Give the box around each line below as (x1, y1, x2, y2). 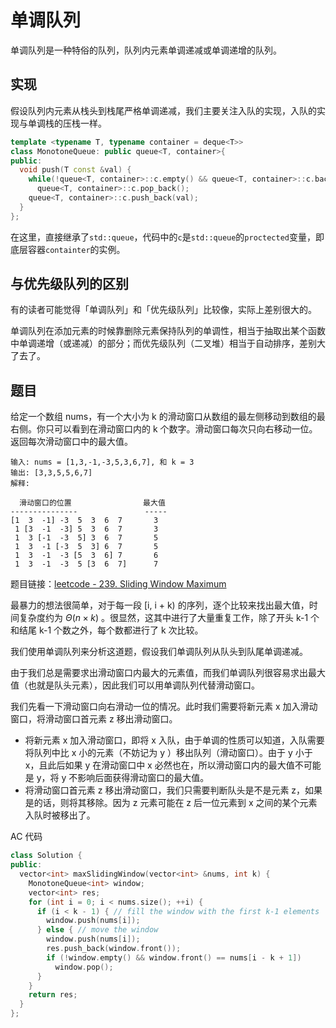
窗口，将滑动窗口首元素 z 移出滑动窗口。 (10, 713, 178, 725)
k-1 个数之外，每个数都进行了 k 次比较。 (38, 624, 204, 636)
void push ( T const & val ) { (19, 165, 132, 175)
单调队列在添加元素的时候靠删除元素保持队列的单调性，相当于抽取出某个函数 (10, 325, 326, 337)
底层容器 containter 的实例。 (10, 243, 126, 255)
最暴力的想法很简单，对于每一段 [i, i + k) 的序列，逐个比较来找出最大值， (10, 599, 310, 611)
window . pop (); (54, 962, 114, 972)
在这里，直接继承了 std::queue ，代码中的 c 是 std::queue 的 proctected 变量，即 (10, 231, 325, 243)
